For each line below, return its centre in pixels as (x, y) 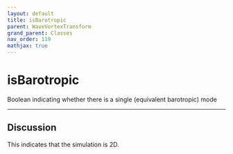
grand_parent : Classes (40, 33)
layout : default (31, 14)
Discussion (32, 128)
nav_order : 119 (29, 40)
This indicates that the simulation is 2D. (63, 144)
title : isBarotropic (37, 20)
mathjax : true (28, 46)
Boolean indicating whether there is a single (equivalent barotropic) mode (112, 99)
